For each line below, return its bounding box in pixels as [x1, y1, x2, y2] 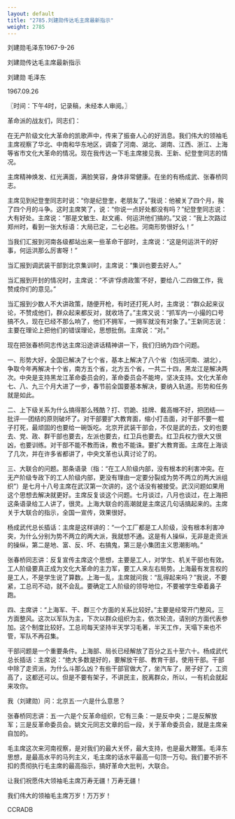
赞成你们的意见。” [7, 285, 57, 293]
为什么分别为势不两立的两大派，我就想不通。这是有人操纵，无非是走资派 [19, 532, 228, 541]
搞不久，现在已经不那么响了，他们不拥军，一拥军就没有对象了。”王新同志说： [7, 317, 228, 326]
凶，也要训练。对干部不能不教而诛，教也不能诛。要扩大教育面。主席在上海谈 [7, 441, 228, 449]
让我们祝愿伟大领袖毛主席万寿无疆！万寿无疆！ [7, 776, 142, 785]
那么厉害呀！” [37, 246, 78, 255]
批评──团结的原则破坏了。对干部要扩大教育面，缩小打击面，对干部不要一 [7, 414, 218, 423]
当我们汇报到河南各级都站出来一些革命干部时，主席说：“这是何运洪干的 [7, 238, 213, 246]
